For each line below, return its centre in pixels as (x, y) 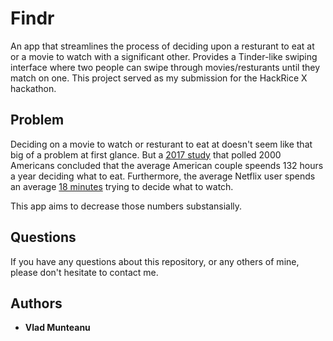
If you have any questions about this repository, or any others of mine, (155, 261)
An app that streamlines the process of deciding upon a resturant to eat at (162, 46)
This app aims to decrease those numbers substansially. (126, 206)
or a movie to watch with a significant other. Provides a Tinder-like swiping (164, 56)
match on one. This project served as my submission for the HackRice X (159, 78)
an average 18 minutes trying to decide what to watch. (122, 186)
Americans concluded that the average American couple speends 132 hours (167, 165)
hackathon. (33, 88)
